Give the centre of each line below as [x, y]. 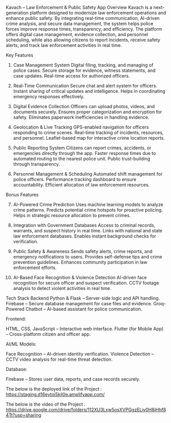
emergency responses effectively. [49, 97]
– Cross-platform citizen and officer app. [48, 334]
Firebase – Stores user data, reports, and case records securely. [73, 379]
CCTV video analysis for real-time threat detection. [59, 359]
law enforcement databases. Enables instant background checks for [85, 236]
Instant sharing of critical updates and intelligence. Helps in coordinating [89, 91]
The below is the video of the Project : [46, 404]
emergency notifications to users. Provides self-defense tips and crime [88, 257]
